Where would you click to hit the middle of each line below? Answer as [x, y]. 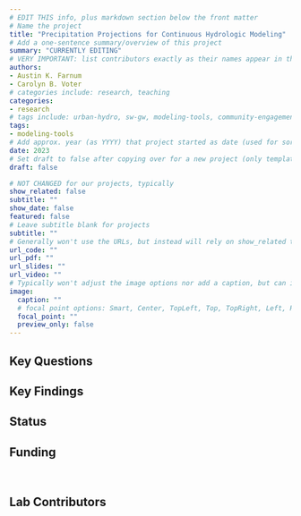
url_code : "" [34, 250]
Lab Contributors [58, 502]
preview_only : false [56, 325]
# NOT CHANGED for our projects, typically [92, 183]
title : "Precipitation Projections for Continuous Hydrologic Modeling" [148, 34]
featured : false [39, 216]
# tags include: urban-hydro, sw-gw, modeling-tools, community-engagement [154, 117]
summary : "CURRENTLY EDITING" [66, 51]
